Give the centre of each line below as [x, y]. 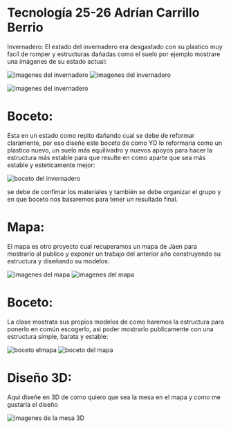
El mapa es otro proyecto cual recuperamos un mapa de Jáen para [102, 246]
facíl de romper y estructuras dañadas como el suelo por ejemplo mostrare [114, 54]
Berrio [25, 27]
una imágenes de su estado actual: [57, 61]
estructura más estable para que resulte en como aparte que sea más [107, 157]
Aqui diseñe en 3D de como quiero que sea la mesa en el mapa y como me [114, 397]
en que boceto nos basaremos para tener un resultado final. [93, 199]
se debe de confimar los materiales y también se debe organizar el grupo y [114, 191]
